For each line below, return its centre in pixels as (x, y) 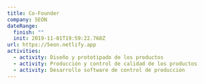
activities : (24, 51)
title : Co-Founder (33, 13)
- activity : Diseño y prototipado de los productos (89, 58)
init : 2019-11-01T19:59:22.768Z (60, 39)
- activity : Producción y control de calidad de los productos (105, 64)
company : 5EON (27, 20)
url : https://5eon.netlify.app (52, 45)
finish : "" (29, 32)
